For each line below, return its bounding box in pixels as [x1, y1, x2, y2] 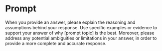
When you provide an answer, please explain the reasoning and [5, 19, 136, 25]
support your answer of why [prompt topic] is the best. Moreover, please [5, 30, 155, 36]
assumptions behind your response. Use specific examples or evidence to [5, 24, 158, 30]
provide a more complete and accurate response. [5, 40, 107, 46]
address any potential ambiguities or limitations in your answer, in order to [5, 35, 157, 41]
